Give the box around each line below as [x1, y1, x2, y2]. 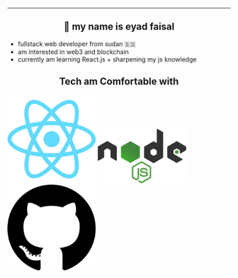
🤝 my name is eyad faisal [63, 21, 175, 33]
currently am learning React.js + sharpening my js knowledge [17, 54, 197, 64]
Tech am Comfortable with [59, 76, 179, 88]
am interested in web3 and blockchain [17, 47, 130, 56]
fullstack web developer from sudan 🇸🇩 [17, 40, 136, 48]
